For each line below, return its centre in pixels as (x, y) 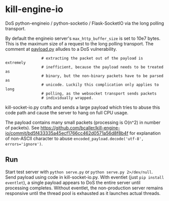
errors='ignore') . (24, 144)
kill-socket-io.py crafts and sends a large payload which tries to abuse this (83, 107)
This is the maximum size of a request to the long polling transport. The (79, 43)
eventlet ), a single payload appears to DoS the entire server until (73, 182)
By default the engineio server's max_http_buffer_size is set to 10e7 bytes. (83, 38)
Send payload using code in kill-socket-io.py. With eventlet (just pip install (85, 177)
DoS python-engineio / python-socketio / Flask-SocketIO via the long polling (85, 23)
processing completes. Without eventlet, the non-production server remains (84, 188)
